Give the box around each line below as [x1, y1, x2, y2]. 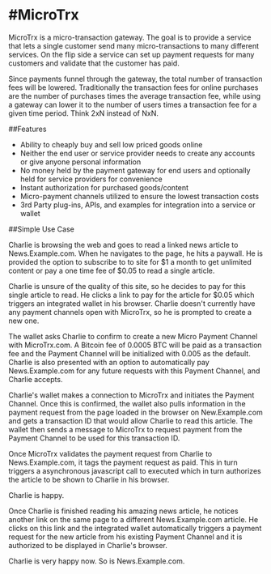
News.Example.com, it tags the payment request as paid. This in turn [8, 457, 239, 467]
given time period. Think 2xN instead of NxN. [8, 108, 159, 118]
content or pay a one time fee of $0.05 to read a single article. [8, 266, 215, 275]
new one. [8, 316, 40, 325]
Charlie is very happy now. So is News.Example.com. [8, 556, 185, 566]
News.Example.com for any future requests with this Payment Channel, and [8, 366, 260, 376]
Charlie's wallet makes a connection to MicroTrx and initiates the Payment [8, 390, 255, 400]
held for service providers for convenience [19, 174, 163, 184]
